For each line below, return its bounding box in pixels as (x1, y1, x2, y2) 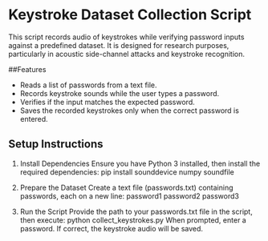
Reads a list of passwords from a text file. (19, 80, 158, 90)
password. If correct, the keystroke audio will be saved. (19, 223, 203, 233)
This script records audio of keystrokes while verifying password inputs (8, 32, 245, 42)
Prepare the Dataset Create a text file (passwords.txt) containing (19, 183, 233, 192)
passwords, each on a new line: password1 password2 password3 (19, 191, 239, 201)
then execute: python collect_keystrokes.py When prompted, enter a (19, 215, 246, 225)
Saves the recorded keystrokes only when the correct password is (19, 106, 239, 115)
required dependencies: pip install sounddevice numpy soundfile (19, 167, 235, 177)
